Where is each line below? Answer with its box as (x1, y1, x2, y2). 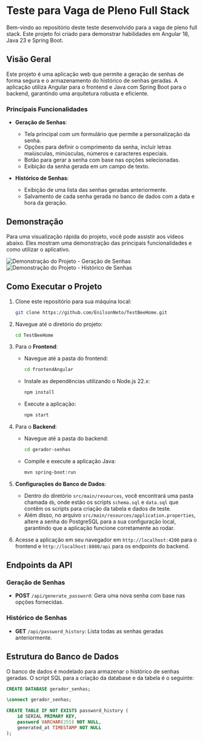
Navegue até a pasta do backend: (24, 435, 109, 442)
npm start (24, 412, 50, 418)
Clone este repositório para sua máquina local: (15, 298, 131, 305)
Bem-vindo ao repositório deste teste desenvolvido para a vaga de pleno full (6, 24, 198, 31)
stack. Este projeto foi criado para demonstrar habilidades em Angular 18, (6, 30, 190, 37)
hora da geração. (24, 199, 68, 206)
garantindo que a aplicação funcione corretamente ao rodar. (24, 524, 175, 531)
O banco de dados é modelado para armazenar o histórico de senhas (6, 667, 180, 675)
